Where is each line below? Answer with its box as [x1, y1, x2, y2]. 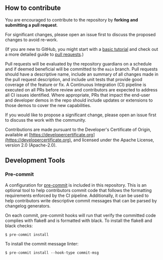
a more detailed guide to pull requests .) [5, 51, 84, 57]
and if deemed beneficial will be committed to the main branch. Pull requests [5, 66, 158, 72]
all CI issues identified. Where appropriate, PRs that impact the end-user [5, 92, 150, 98]
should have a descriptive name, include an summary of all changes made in [5, 71, 159, 77]
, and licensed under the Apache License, [71, 137, 154, 143]
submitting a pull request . [5, 22, 58, 28]
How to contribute [5, 4, 61, 12]
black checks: [5, 222, 33, 229]
